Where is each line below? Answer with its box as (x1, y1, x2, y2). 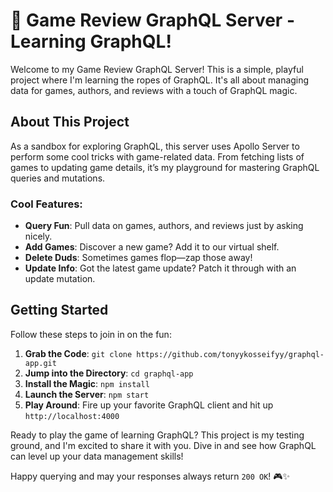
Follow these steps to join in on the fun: (10, 328, 172, 340)
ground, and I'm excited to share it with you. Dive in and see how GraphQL (10, 439, 317, 451)
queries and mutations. (10, 172, 106, 184)
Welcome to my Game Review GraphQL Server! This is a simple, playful (10, 63, 304, 75)
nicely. (24, 230, 53, 243)
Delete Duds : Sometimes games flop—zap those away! (24, 252, 253, 264)
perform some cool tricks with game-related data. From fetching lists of (10, 150, 305, 163)
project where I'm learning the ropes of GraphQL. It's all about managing (10, 74, 310, 86)
